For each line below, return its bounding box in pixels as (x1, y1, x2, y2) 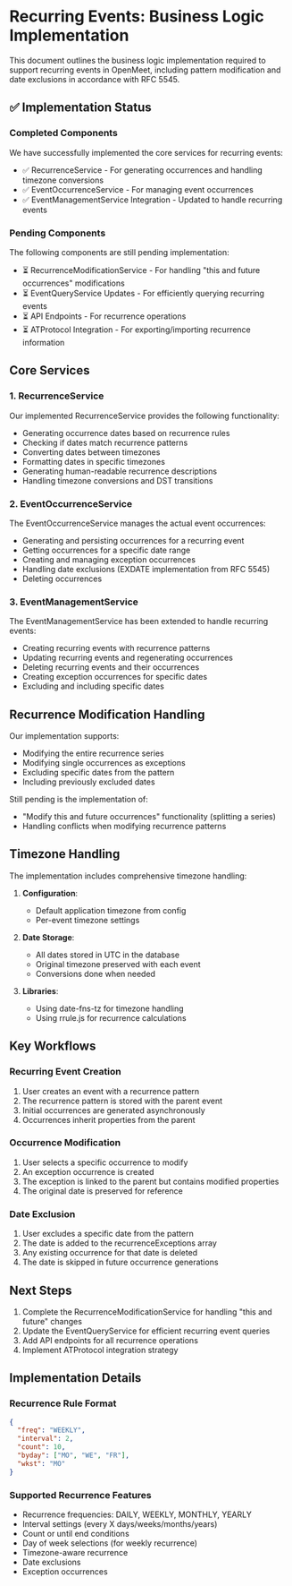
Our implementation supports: (9, 731, 120, 742)
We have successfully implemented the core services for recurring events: (9, 147, 284, 158)
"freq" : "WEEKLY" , (17, 1426, 87, 1435)
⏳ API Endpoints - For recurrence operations (21, 311, 187, 321)
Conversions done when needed (35, 968, 156, 979)
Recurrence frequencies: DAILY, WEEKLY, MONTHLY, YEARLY (21, 1509, 252, 1520)
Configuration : (21, 887, 79, 898)
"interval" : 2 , (17, 1435, 74, 1444)
